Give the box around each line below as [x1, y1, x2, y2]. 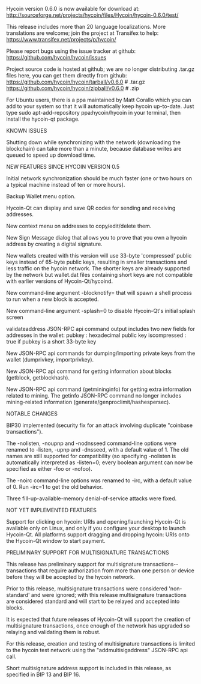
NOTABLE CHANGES [6, 410, 58, 417]
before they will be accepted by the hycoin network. [6, 574, 135, 580]
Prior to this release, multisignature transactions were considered [6, 585, 168, 592]
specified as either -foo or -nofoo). [6, 465, 92, 472]
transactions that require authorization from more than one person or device [6, 567, 195, 574]
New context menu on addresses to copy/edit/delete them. [6, 222, 152, 229]
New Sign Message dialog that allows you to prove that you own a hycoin [6, 234, 187, 241]
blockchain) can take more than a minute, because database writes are [6, 145, 182, 152]
